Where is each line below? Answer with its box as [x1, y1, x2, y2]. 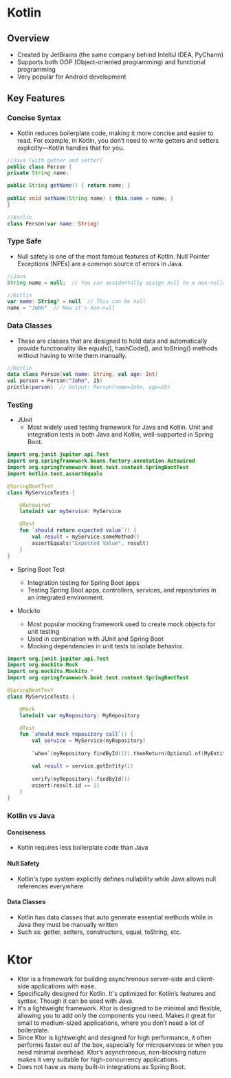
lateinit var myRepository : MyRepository [19, 712, 140, 719]
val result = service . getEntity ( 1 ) [32, 762, 134, 770]
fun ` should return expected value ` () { [19, 527, 137, 534]
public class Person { [7, 163, 72, 170]
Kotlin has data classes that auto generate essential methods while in [16, 912, 213, 921]
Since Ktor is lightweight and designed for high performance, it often [16, 1033, 212, 1041]
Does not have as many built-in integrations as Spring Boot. [16, 1062, 186, 1070]
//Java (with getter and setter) [7, 157, 103, 163]
